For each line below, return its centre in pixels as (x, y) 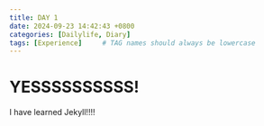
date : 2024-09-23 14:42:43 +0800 (72, 26)
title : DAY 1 (34, 18)
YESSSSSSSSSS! (74, 87)
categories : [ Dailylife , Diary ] (70, 34)
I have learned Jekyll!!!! (52, 112)
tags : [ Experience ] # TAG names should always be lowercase (132, 43)
